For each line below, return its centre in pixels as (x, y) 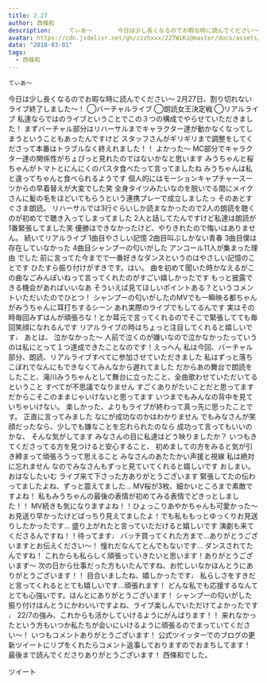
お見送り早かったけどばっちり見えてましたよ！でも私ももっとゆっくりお (126, 515)
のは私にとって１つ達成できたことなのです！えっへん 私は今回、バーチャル (131, 347)
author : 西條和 (31, 23)
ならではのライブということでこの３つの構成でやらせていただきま (138, 118)
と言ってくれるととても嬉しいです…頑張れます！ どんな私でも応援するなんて (133, 585)
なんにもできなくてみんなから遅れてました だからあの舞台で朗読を (144, 367)
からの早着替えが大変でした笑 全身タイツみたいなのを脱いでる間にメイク (134, 188)
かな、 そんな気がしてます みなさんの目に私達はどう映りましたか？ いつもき (133, 436)
